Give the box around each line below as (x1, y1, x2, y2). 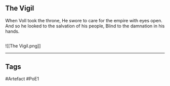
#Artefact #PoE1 (5, 76, 39, 82)
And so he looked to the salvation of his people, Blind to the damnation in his (5, 23, 165, 29)
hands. (5, 28, 20, 34)
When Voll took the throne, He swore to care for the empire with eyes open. (5, 17, 163, 23)
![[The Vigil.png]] (5, 43, 41, 49)
